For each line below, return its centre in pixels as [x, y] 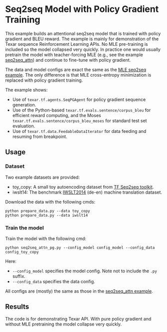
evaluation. [24, 126]
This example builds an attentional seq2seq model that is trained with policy [83, 33]
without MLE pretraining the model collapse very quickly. [64, 324]
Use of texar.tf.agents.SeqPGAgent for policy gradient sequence [79, 99]
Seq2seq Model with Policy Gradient [82, 9]
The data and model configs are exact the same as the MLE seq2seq [76, 69]
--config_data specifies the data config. [54, 281]
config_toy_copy [22, 252]
